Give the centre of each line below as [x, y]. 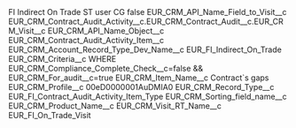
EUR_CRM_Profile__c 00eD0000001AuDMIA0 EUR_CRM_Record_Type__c [141, 87]
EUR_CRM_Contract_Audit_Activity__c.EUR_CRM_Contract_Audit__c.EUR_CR [146, 21]
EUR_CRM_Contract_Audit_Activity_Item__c [86, 40]
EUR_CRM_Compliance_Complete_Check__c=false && [106, 68]
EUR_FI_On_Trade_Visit [50, 115]
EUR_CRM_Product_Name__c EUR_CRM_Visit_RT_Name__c [115, 106]
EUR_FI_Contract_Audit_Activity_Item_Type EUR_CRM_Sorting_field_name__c [148, 96]
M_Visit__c [27, 31]
